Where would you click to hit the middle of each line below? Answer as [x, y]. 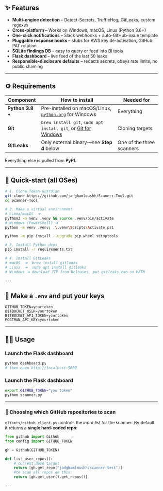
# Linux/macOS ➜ [23, 214]
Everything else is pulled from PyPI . [41, 160]
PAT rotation [24, 45]
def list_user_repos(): [29, 459]
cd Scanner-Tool [21, 201]
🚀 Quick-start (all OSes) [41, 180]
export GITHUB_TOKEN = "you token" [39, 390]
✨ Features [22, 8]
